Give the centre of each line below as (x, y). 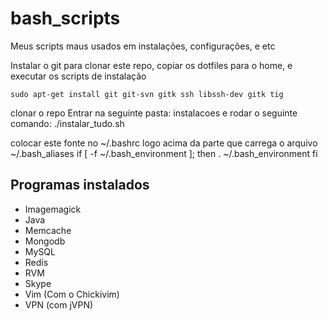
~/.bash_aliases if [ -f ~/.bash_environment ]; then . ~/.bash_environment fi (164, 153)
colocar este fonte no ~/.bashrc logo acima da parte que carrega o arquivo (164, 143)
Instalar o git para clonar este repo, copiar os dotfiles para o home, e (151, 65)
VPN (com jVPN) (59, 304)
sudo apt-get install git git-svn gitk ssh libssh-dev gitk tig (147, 94)
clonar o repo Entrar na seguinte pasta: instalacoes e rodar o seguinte (154, 113)
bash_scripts (65, 18)
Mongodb (45, 241)
